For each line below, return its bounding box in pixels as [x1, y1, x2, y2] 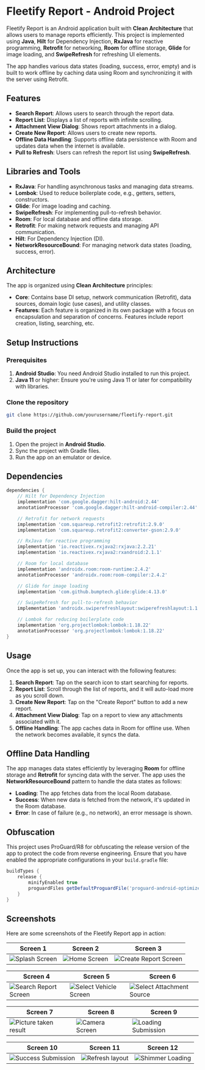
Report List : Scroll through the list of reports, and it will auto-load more [15, 685, 194, 692]
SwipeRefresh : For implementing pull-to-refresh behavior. [15, 208, 162, 216]
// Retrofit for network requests [17, 515, 105, 522]
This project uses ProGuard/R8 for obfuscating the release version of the [6, 843, 190, 851]
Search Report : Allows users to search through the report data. [15, 109, 174, 117]
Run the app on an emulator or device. [15, 453, 112, 461]
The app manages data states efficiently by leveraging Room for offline [6, 765, 185, 772]
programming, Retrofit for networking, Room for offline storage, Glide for [6, 44, 191, 51]
